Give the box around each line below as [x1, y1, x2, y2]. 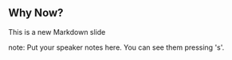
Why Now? [8, 6, 64, 20]
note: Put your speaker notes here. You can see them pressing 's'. [8, 43, 225, 52]
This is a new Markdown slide [8, 27, 106, 36]
